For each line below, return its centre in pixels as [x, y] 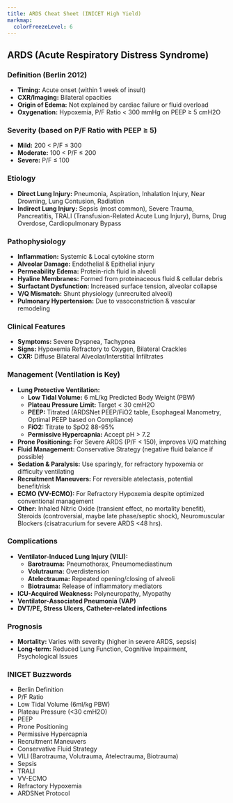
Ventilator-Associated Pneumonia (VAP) [77, 601]
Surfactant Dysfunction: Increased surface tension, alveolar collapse [117, 286]
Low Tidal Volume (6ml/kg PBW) [64, 705]
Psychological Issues [47, 656]
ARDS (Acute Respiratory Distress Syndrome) [108, 55]
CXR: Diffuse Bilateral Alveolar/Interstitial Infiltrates [90, 357]
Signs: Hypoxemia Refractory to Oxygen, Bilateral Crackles [102, 349]
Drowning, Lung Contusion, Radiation [71, 201]
